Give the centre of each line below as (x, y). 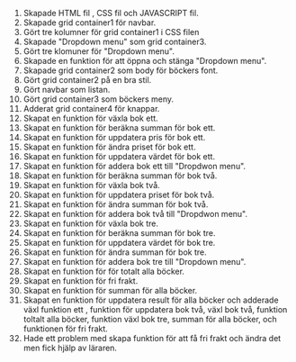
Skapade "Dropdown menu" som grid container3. (115, 41)
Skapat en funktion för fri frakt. (81, 281)
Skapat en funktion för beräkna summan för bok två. (120, 176)
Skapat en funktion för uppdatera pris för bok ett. (114, 137)
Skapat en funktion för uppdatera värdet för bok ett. (119, 156)
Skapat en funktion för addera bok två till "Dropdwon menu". (135, 214)
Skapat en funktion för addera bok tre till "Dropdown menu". (135, 262)
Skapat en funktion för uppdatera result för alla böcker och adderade (151, 300)
